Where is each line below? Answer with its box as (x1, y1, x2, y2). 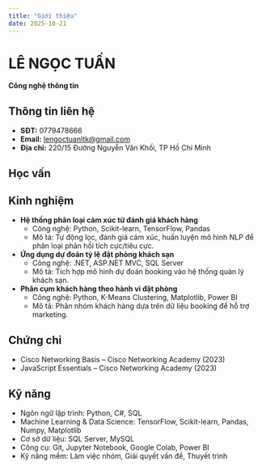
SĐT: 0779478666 (19, 126, 82, 136)
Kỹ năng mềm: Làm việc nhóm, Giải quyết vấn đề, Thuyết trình (19, 451, 228, 461)
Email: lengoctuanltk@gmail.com (19, 134, 131, 144)
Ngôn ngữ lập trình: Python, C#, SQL (19, 408, 142, 418)
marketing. (32, 310, 69, 319)
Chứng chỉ (8, 333, 62, 347)
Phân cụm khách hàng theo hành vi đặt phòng (19, 284, 178, 294)
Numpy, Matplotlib (19, 425, 82, 435)
